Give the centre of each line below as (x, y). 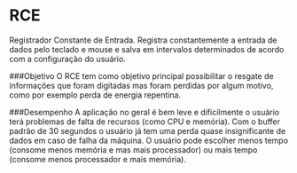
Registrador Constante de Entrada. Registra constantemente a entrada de (143, 40)
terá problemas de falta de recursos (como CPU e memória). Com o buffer (145, 122)
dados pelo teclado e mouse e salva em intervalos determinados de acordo (147, 49)
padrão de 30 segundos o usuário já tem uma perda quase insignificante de (148, 130)
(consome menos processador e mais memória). (98, 159)
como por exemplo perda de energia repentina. (95, 95)
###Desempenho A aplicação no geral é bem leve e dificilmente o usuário (145, 112)
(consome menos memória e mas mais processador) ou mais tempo (133, 149)
